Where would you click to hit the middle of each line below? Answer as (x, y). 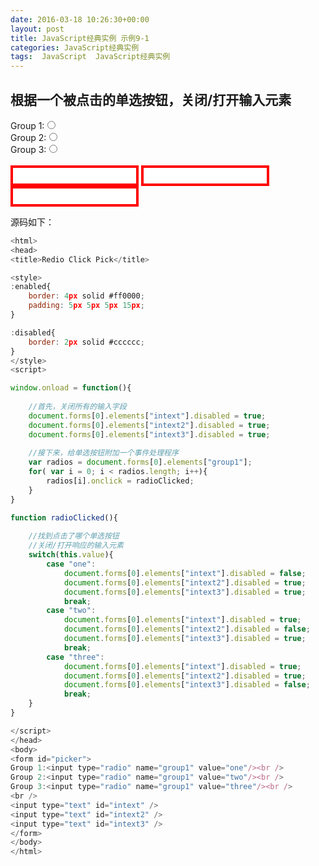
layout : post (37, 29)
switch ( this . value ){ (71, 555)
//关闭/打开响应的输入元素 (76, 546)
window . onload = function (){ (71, 388)
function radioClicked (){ (64, 517)
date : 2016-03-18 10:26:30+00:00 (80, 19)
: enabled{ (31, 287)
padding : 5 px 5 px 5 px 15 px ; (86, 306)
